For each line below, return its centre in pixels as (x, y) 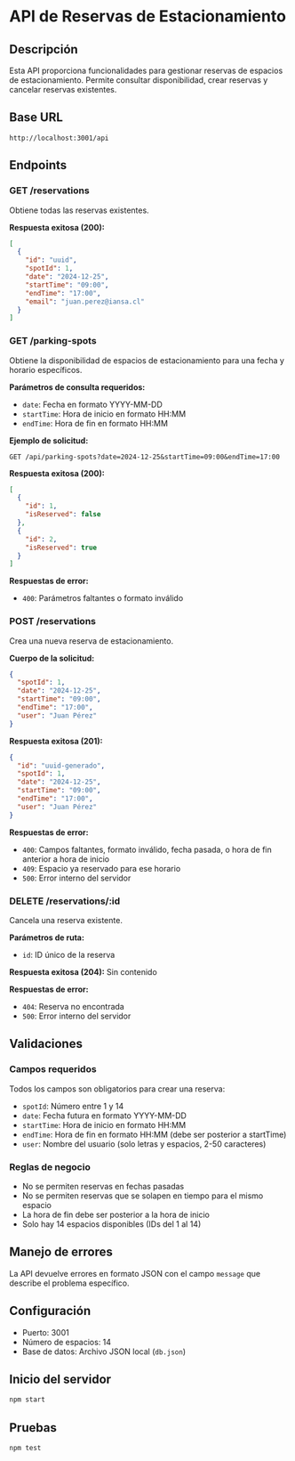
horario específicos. (46, 369)
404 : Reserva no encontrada (73, 1007)
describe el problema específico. (69, 1283)
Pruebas (33, 1428)
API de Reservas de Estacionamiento (148, 16)
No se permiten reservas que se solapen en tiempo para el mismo (143, 1196)
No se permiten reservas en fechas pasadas (103, 1186)
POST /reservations (52, 621)
